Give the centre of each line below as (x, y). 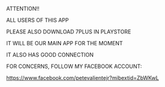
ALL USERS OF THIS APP (38, 20)
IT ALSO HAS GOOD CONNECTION (50, 55)
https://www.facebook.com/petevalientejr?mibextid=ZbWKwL (83, 78)
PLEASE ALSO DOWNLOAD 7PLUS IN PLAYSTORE (69, 32)
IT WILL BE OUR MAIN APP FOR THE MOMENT (65, 43)
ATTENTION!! (23, 9)
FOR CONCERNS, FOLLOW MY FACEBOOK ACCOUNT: (74, 66)
